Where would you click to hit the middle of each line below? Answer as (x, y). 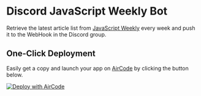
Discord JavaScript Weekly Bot (87, 11)
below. (15, 75)
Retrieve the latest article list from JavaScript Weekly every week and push (101, 28)
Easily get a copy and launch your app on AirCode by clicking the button (97, 68)
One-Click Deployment (51, 54)
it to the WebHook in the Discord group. (56, 34)
